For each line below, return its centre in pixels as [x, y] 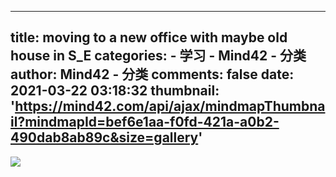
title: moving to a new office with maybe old [149, 37]
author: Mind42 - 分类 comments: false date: [152, 74]
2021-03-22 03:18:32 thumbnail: [115, 91]
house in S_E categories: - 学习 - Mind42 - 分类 [158, 56]
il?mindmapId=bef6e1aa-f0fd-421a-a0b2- [145, 122]
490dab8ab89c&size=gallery [104, 137]
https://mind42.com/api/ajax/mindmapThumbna [170, 106]
